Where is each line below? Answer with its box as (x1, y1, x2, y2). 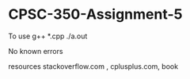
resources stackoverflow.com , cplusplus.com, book (8, 61, 179, 71)
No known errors (8, 46, 63, 56)
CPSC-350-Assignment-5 (8, 5, 184, 23)
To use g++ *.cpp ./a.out (8, 31, 88, 41)
